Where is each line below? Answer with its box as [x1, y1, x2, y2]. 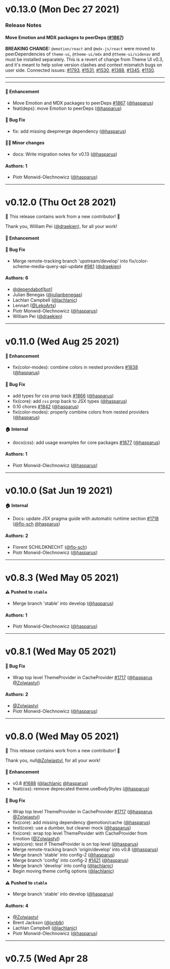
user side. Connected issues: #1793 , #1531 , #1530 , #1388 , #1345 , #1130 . [5, 67, 155, 73]
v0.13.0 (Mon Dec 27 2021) [5, 4, 120, 15]
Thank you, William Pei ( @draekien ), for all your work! [5, 223, 117, 229]
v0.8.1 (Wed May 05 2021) [5, 646, 116, 657]
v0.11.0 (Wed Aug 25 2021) [5, 336, 120, 347]
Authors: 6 [5, 275, 29, 281]
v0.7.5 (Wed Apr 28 [5, 953, 89, 964]
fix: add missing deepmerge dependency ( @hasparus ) [12, 128, 126, 134]
